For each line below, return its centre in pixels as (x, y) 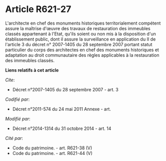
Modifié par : (18, 118)
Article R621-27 (38, 9)
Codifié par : (17, 99)
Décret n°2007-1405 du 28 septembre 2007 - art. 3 (65, 89)
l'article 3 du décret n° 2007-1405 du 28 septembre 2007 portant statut (79, 44)
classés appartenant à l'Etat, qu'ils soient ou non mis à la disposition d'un (81, 34)
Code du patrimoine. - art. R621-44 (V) (52, 153)
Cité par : (14, 138)
